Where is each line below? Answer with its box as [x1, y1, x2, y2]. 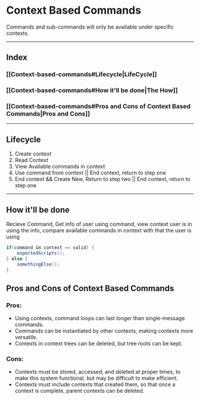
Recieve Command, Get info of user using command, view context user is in [6, 221, 192, 228]
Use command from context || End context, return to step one [14, 169, 167, 176]
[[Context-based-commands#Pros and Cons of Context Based [6, 102, 191, 111]
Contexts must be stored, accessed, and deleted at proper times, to [14, 368, 181, 376]
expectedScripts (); [17, 250, 65, 256]
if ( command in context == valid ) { [6, 245, 95, 251]
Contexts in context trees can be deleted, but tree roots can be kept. [14, 340, 183, 347]
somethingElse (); [17, 261, 60, 267]
